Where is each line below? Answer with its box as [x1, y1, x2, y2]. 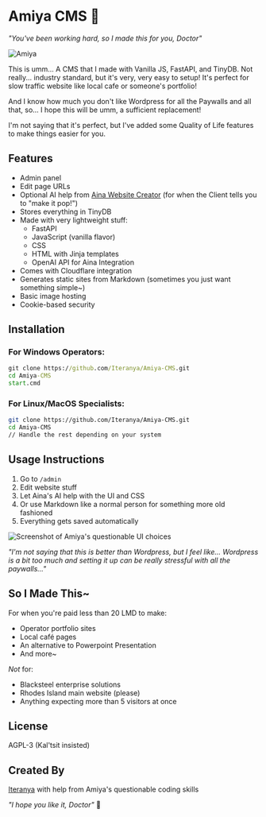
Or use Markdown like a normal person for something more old [19, 499, 226, 509]
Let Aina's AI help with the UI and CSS [19, 490, 145, 500]
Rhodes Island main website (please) [19, 687, 141, 698]
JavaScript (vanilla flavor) [31, 232, 116, 242]
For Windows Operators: [8, 347, 106, 358]
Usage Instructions [8, 453, 105, 467]
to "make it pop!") [19, 198, 78, 207]
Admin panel [19, 172, 62, 182]
